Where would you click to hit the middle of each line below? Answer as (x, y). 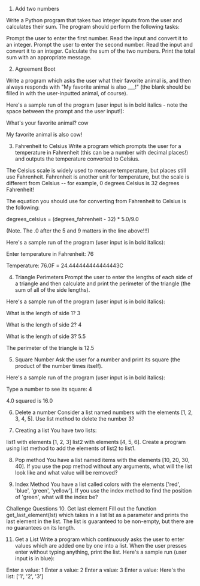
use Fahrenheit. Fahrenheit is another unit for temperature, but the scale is (98, 177)
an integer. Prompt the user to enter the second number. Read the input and (99, 45)
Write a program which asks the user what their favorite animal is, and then (99, 81)
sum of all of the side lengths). (52, 290)
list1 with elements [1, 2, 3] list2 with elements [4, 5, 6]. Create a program (96, 442)
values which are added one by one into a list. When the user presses (101, 546)
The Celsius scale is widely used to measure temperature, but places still (96, 170)
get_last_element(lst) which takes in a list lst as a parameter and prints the (97, 515)
